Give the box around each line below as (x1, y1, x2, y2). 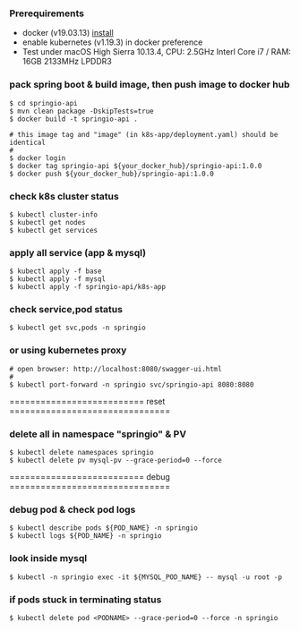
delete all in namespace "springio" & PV (9, 428, 186, 440)
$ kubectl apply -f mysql (9, 275, 106, 284)
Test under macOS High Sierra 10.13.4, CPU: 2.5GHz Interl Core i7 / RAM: (21, 47, 291, 57)
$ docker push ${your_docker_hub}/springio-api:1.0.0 (9, 169, 215, 178)
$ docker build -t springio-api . (9, 115, 139, 124)
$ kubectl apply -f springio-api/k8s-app (9, 283, 167, 292)
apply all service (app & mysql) (9, 246, 146, 259)
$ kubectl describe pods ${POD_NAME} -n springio (9, 524, 199, 533)
